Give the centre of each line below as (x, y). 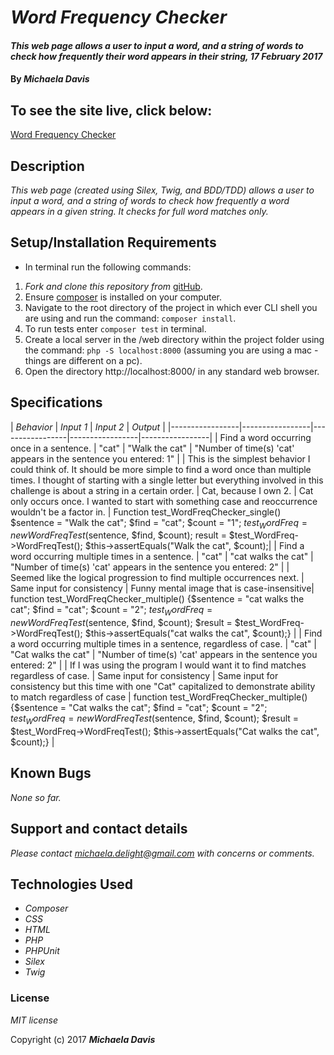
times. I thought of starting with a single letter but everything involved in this (167, 480)
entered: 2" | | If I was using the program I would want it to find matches (158, 665)
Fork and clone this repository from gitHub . (113, 286)
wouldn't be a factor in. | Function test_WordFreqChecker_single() (146, 512)
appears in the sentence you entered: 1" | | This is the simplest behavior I (160, 458)
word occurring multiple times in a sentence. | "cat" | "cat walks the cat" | (162, 557)
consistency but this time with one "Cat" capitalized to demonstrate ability (163, 687)
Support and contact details (99, 829)
